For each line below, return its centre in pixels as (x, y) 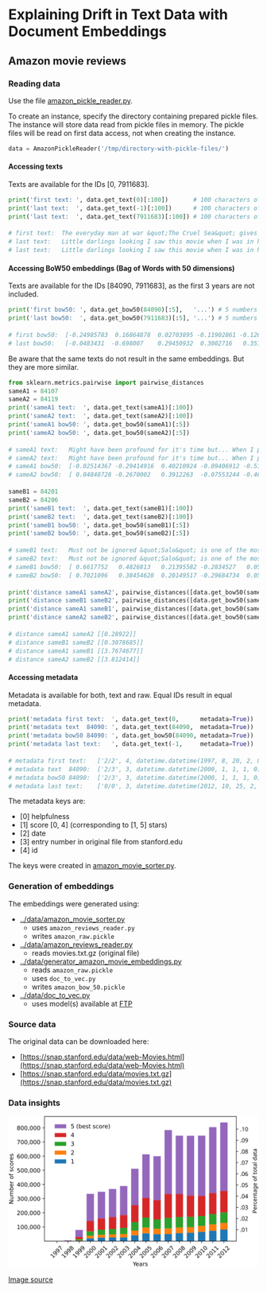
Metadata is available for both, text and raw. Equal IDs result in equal (120, 695)
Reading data (35, 83)
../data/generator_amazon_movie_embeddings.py (101, 961)
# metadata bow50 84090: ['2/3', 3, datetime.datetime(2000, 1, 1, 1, (129, 778)
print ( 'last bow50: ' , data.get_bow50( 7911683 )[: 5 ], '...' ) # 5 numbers (133, 318)
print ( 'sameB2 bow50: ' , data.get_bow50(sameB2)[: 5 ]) (99, 533)
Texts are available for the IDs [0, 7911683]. (79, 184)
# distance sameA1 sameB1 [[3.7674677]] (76, 651)
